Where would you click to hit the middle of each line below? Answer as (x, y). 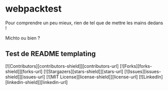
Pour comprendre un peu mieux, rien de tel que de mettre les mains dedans (84, 23)
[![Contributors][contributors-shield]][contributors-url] (62, 66)
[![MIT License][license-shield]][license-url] (92, 77)
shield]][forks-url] (24, 71)
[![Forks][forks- (136, 66)
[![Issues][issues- (143, 71)
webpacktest (33, 9)
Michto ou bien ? (23, 38)
